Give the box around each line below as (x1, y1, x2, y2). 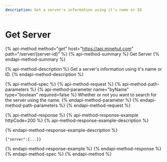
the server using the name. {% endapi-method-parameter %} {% (5, 97, 139, 103)
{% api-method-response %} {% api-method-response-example (5, 112, 138, 118)
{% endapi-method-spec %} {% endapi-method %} (5, 151, 112, 157)
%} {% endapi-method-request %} (58, 102, 131, 108)
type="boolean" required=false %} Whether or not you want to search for (5, 91, 157, 98)
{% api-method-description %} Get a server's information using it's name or (5, 66, 162, 72)
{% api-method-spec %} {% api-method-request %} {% (5, 81, 121, 87)
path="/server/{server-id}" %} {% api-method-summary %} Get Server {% (5, 51, 159, 57)
